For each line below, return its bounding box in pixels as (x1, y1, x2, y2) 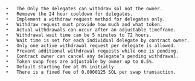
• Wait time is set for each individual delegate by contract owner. (5, 37, 190, 44)
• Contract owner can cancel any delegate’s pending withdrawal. (5, 53, 179, 59)
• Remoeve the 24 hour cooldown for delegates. (5, 11, 133, 17)
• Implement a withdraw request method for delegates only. (5, 16, 165, 22)
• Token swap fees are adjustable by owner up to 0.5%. (5, 59, 155, 65)
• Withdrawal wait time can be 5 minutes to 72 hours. (5, 32, 152, 38)
